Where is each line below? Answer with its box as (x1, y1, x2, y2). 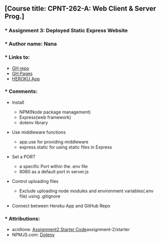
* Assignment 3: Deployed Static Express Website (4, 27, 128, 34)
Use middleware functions (11, 129, 66, 135)
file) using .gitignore (19, 193, 61, 199)
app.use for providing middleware (19, 139, 89, 145)
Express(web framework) (19, 114, 72, 120)
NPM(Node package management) (19, 109, 91, 115)
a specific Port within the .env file (19, 163, 88, 169)
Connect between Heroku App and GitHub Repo (11, 203, 110, 209)
